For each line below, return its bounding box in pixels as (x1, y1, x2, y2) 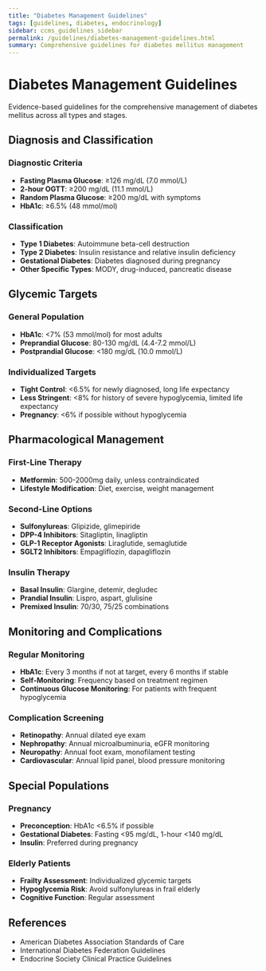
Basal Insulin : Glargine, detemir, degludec (19, 585, 158, 595)
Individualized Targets (8, 366, 97, 377)
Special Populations (8, 779, 110, 792)
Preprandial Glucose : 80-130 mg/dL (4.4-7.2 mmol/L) (19, 338, 197, 348)
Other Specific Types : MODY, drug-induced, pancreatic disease (19, 265, 233, 274)
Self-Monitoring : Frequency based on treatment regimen (19, 675, 209, 685)
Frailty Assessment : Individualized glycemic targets (19, 876, 192, 886)
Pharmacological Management (8, 433, 165, 446)
